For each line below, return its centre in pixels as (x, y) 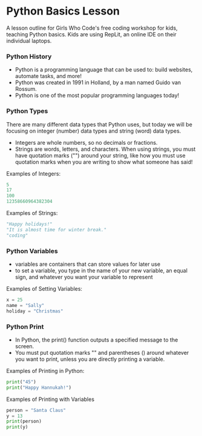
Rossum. (26, 89)
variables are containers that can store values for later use (88, 264)
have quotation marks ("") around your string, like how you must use (100, 155)
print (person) (24, 421)
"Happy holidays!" (29, 224)
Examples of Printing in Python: (45, 371)
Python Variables (32, 251)
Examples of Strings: (32, 213)
